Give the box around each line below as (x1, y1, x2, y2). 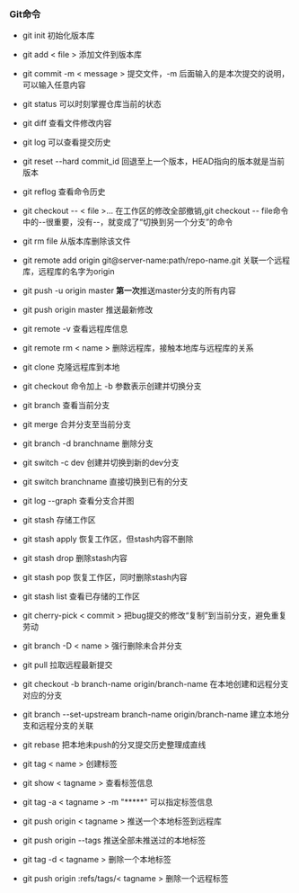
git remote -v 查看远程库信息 (22, 324, 128, 335)
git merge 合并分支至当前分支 (22, 419, 132, 430)
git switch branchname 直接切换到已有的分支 (22, 477, 189, 487)
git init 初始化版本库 (22, 30, 95, 41)
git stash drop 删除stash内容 (22, 553, 128, 564)
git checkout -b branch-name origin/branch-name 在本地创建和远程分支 (22, 679, 289, 690)
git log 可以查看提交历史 (22, 137, 111, 147)
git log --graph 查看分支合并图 (22, 496, 135, 506)
